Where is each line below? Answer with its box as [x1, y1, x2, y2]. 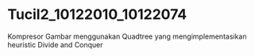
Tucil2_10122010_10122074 [7, 6, 187, 24]
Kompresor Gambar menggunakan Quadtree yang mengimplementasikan [7, 32, 247, 41]
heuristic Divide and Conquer [7, 39, 104, 49]
